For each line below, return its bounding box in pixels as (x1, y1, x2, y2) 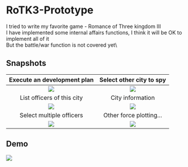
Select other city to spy (99, 75, 166, 83)
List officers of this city (19, 93, 83, 102)
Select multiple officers (19, 111, 84, 119)
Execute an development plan (9, 75, 94, 83)
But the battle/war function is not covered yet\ (6, 41, 117, 48)
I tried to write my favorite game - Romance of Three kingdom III (6, 23, 161, 30)
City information (110, 93, 155, 102)
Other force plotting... (103, 111, 162, 119)
